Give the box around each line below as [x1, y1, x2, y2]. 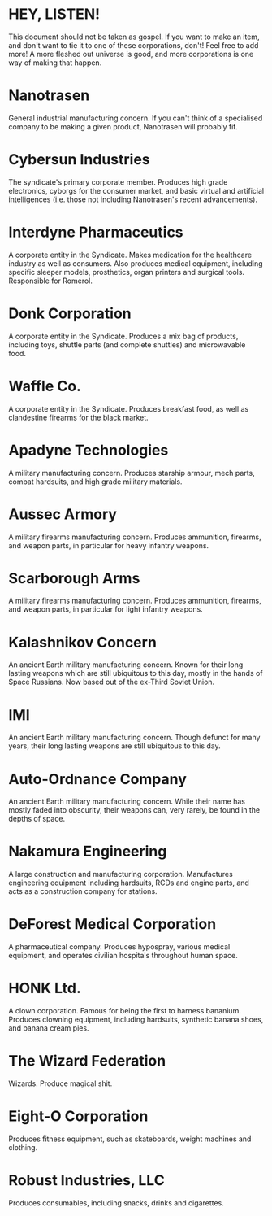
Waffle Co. [8, 377, 81, 395]
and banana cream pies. [8, 1023, 89, 1033]
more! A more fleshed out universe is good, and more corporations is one [8, 49, 254, 59]
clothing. [8, 1142, 38, 1152]
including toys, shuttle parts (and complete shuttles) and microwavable [8, 339, 246, 350]
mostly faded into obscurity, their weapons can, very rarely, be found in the [8, 805, 261, 815]
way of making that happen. [8, 58, 102, 68]
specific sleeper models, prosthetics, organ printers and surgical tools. [8, 267, 245, 277]
